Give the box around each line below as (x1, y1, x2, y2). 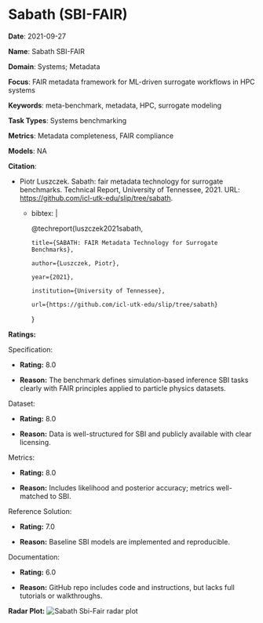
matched (19, 491, 49, 501)
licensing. (19, 437, 51, 446)
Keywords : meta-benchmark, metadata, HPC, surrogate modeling (8, 100, 222, 110)
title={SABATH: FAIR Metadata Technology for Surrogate (31, 239, 218, 246)
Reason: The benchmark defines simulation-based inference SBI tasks (19, 375, 249, 384)
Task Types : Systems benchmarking (8, 115, 127, 125)
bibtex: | (31, 208, 58, 217)
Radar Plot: (8, 606, 46, 615)
